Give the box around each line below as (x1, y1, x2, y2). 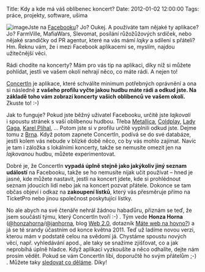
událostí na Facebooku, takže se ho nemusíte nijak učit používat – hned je (6, 168, 193, 176)
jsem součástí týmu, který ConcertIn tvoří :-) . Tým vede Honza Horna (6, 213, 184, 220)
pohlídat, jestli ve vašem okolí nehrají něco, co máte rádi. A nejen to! (6, 68, 178, 75)
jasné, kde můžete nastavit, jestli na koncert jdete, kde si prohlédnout (6, 175, 181, 183)
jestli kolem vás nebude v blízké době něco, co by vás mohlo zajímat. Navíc (6, 137, 197, 145)
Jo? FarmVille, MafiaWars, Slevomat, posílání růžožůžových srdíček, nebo (6, 30, 192, 37)
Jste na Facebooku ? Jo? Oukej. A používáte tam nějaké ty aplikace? (28, 24, 199, 31)
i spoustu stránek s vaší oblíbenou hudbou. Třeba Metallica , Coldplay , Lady (6, 118, 196, 125)
